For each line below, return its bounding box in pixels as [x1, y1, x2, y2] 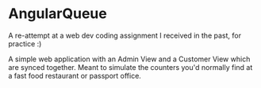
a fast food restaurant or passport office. [8, 71, 141, 80]
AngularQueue [8, 5, 107, 23]
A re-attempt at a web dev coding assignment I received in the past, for [8, 31, 242, 40]
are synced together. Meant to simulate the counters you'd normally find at [8, 62, 253, 71]
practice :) [8, 38, 42, 48]
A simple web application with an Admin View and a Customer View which [8, 54, 251, 64]
